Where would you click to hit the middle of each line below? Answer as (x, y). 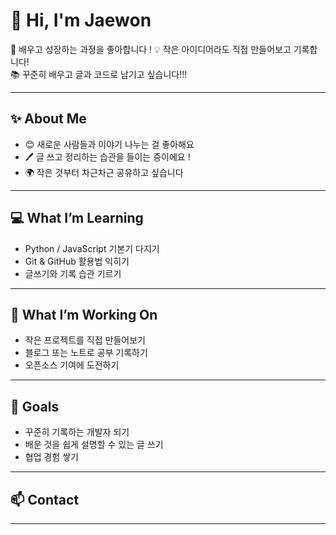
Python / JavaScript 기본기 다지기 (92, 248)
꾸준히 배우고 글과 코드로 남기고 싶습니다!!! (104, 74)
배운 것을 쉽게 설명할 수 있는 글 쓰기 (94, 445)
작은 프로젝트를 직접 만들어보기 (85, 340)
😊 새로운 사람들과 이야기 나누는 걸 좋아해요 (109, 144)
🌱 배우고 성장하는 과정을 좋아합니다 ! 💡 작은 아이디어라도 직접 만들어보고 (151, 49)
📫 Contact (45, 499)
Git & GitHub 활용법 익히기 (77, 261)
